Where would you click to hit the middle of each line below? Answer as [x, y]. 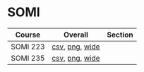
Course [28, 35]
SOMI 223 [28, 47]
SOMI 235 [28, 58]
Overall [76, 35]
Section [120, 35]
